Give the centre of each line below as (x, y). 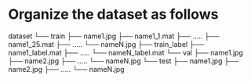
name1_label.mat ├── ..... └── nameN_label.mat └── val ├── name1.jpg (125, 52)
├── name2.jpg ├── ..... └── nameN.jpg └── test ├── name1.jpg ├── (124, 61)
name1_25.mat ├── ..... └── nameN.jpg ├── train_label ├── (106, 44)
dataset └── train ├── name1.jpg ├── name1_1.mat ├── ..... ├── (114, 36)
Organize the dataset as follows (113, 14)
